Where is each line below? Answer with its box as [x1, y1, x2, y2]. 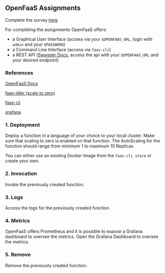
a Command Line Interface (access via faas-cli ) [12, 46, 111, 52]
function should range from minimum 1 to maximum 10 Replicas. [5, 143, 135, 149]
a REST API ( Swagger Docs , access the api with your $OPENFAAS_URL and [12, 52, 159, 58]
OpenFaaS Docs [5, 81, 38, 87]
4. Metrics [5, 217, 31, 224]
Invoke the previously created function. [5, 181, 85, 187]
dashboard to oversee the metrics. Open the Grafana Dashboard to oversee [5, 234, 159, 239]
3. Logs [5, 194, 23, 201]
